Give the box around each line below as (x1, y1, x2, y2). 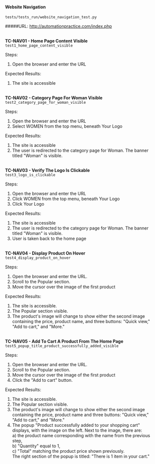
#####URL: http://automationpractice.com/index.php (5, 23, 112, 29)
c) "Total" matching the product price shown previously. (12, 448, 125, 454)
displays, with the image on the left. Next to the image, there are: (12, 427, 142, 433)
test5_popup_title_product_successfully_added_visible (5, 344, 119, 348)
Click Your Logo (12, 201, 45, 207)
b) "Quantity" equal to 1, (12, 443, 60, 449)
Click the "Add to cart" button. (12, 377, 73, 383)
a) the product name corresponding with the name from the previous (12, 433, 150, 439)
